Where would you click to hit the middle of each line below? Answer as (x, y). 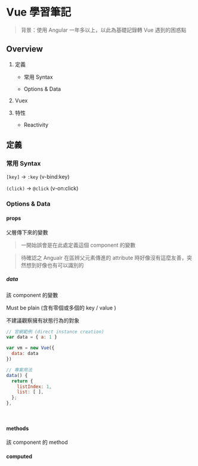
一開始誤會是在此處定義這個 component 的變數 (78, 245)
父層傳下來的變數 (27, 232)
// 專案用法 (19, 370)
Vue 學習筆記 (39, 12)
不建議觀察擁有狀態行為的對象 (43, 320)
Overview (25, 49)
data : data (25, 354)
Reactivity (36, 125)
